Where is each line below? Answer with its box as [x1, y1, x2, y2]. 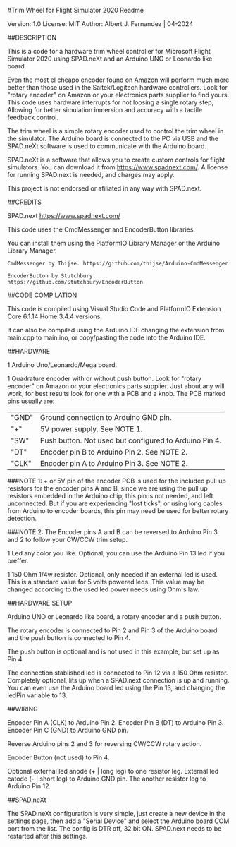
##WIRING [7, 705, 39, 713]
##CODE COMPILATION [7, 291, 77, 299]
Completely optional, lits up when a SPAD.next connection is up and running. [7, 676, 230, 684]
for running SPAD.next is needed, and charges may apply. [7, 171, 175, 179]
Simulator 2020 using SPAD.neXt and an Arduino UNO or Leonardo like [7, 54, 213, 63]
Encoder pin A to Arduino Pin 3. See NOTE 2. [39, 459, 188, 468]
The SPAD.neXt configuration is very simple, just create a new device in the [7, 810, 226, 817]
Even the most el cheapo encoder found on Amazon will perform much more [7, 76, 230, 84]
